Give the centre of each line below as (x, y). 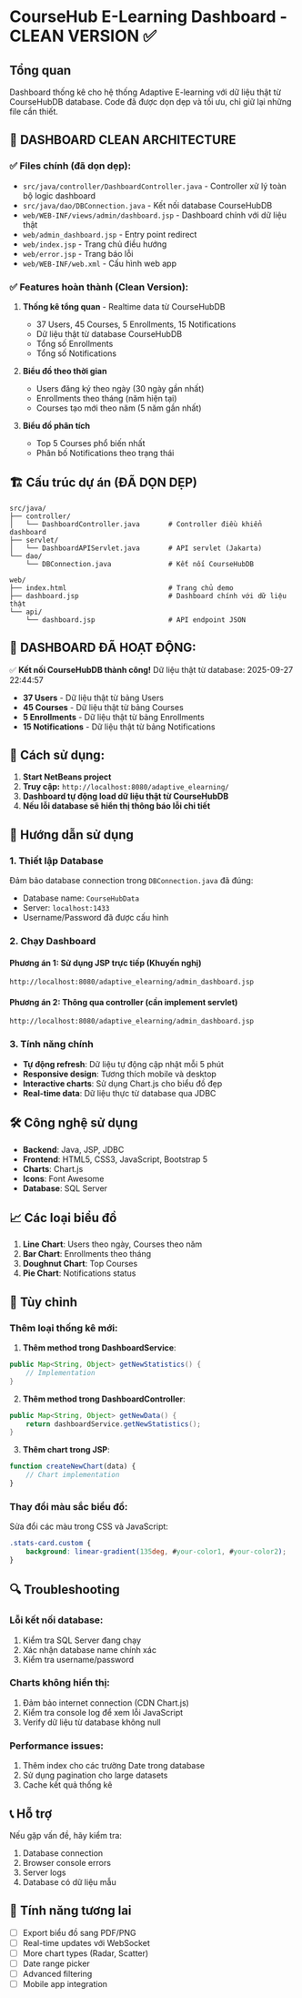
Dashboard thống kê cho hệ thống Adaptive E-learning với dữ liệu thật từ (146, 92)
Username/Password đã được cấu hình (96, 918)
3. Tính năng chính (51, 1045)
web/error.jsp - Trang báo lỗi (78, 253)
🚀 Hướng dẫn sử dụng (72, 835)
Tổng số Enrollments (75, 343)
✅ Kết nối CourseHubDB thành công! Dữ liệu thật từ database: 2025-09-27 (151, 669)
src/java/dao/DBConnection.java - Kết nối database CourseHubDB (147, 205)
